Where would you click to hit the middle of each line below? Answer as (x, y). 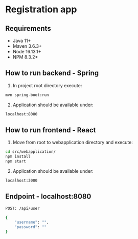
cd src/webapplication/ (31, 152)
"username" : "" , (32, 222)
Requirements (28, 28)
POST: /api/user (22, 208)
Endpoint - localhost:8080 (48, 197)
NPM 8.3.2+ (25, 57)
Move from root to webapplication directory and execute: (73, 143)
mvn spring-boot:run (27, 95)
